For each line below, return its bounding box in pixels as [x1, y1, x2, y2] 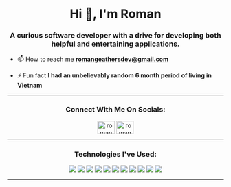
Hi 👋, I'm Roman [69, 6, 162, 22]
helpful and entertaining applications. [51, 39, 180, 49]
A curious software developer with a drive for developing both [10, 31, 221, 40]
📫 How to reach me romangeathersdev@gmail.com [16, 55, 169, 64]
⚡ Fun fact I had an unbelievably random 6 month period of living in [16, 71, 212, 79]
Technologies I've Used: [74, 149, 157, 159]
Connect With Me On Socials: [65, 105, 166, 114]
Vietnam [16, 82, 43, 90]
